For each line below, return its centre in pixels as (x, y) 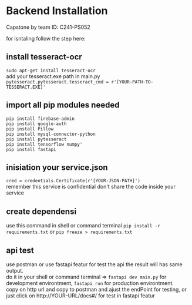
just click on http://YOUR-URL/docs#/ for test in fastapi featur (81, 296)
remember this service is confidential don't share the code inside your (91, 187)
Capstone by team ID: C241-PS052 (48, 27)
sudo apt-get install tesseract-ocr (51, 71)
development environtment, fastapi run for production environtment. (90, 283)
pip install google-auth (36, 124)
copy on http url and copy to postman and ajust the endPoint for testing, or (96, 289)
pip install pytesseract (36, 139)
